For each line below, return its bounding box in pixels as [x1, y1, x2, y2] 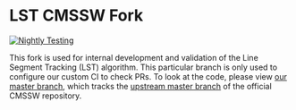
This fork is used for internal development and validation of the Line [9, 52, 259, 63]
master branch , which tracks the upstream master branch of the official [9, 80, 273, 91]
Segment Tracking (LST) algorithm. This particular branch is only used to [9, 62, 278, 72]
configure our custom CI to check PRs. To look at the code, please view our [9, 71, 288, 81]
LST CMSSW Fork [9, 5, 144, 26]
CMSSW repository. [9, 90, 82, 101]
